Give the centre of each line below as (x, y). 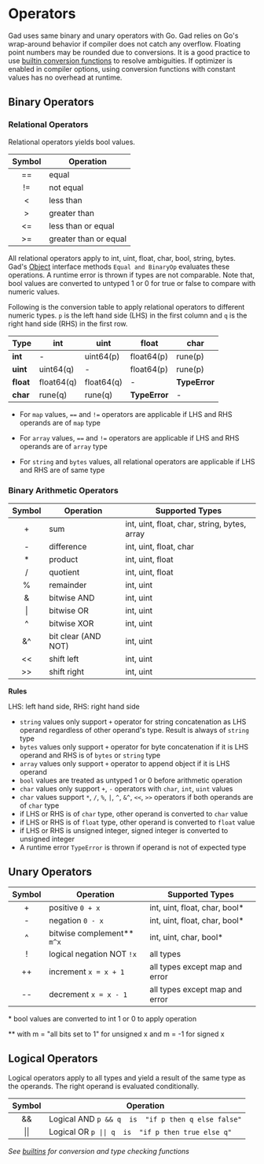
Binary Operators (51, 102)
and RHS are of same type (62, 470)
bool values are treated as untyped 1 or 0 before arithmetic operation (131, 780)
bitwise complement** (91, 933)
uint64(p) (102, 356)
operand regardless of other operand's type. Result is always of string (134, 730)
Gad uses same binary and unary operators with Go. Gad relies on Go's (123, 35)
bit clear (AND (75, 636)
